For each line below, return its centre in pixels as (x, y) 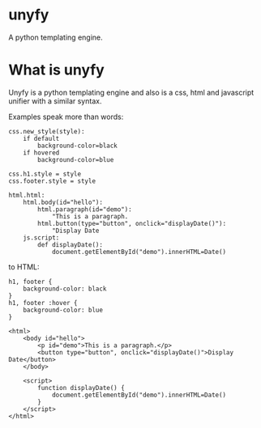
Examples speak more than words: (66, 117)
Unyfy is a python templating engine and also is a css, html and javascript (131, 92)
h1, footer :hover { (43, 303)
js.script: (41, 237)
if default (41, 138)
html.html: (27, 195)
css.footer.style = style (52, 181)
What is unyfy (57, 70)
